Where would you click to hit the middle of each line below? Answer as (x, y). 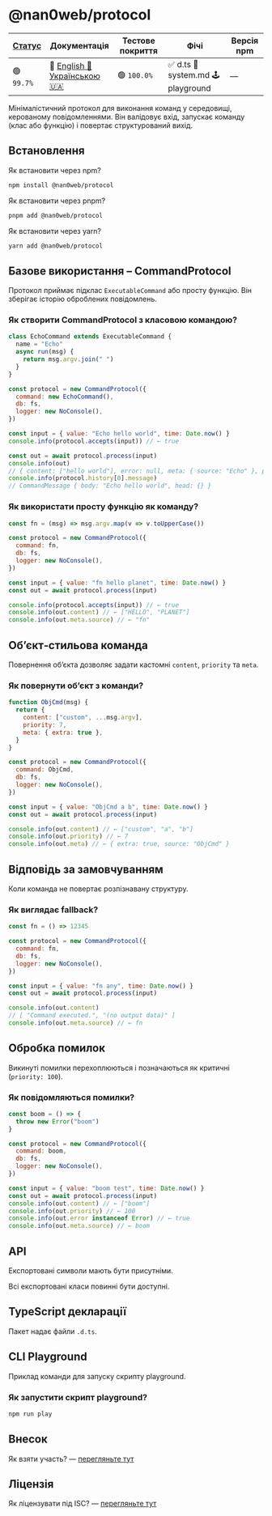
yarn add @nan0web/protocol (56, 246)
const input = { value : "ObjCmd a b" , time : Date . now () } (108, 807)
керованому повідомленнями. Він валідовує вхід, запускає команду (127, 117)
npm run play (30, 1414)
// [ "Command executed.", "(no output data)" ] (92, 1016)
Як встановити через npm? (55, 170)
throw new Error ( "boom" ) (57, 1121)
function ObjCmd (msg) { (49, 703)
